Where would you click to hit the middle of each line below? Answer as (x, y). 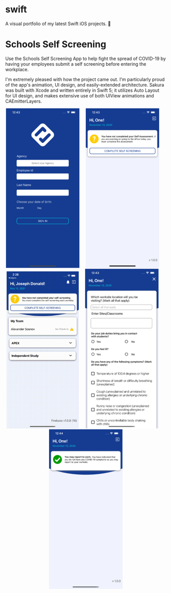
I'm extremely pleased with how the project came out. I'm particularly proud (85, 79)
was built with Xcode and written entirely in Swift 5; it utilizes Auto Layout (82, 90)
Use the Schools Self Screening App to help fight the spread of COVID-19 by (86, 58)
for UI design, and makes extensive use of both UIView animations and (80, 95)
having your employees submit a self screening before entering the (76, 64)
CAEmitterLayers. (24, 101)
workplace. (17, 69)
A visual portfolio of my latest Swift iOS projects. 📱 (58, 24)
